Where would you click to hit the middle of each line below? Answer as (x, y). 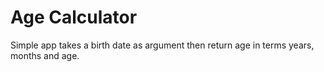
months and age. (45, 55)
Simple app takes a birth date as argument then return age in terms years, (162, 45)
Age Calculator (74, 17)
